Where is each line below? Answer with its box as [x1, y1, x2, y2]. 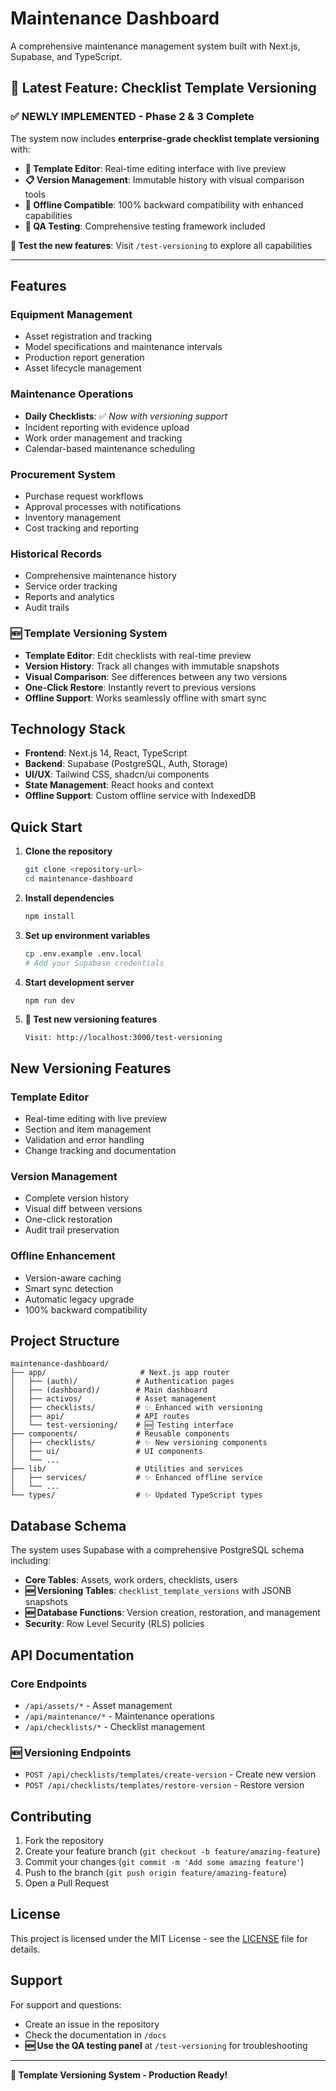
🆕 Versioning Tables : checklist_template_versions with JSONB [24, 1585, 292, 1597]
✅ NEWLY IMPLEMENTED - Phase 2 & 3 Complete [10, 110, 255, 124]
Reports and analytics [24, 591, 115, 603]
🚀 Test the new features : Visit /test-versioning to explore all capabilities [10, 239, 313, 251]
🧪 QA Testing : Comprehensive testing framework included [24, 220, 266, 232]
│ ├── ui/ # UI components [10, 1447, 203, 1457]
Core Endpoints [10, 1677, 88, 1691]
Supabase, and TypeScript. [10, 50, 123, 62]
